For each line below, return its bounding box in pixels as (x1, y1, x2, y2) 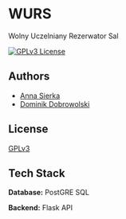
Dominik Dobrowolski (19, 99, 90, 108)
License (8, 123, 49, 136)
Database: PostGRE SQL (8, 188, 90, 197)
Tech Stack (8, 166, 65, 180)
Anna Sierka (19, 91, 61, 100)
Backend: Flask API (8, 203, 73, 213)
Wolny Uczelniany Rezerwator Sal (8, 31, 119, 41)
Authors (8, 69, 50, 84)
